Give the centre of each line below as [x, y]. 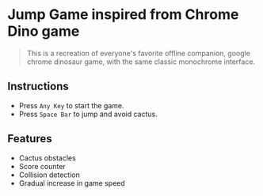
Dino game [44, 31]
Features [30, 139]
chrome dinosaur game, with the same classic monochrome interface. [141, 62]
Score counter [42, 166]
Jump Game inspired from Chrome [123, 15]
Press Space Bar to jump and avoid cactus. [88, 114]
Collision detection [49, 175]
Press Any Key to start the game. [71, 105]
